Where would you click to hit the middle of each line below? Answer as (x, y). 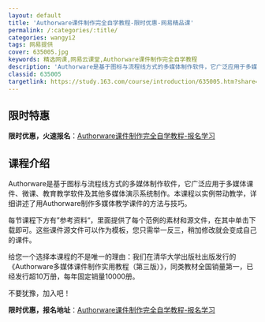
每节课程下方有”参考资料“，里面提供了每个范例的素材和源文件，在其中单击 (129, 220)
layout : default (35, 15)
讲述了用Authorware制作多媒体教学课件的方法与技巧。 (103, 204)
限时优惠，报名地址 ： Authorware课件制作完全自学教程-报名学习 (112, 310)
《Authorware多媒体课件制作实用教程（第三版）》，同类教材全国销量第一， (127, 267)
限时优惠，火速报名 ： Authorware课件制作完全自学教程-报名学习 (112, 136)
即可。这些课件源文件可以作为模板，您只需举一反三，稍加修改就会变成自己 (136, 230)
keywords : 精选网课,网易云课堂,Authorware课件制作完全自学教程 (103, 60)
